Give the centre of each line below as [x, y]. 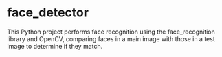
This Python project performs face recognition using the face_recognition [111, 32]
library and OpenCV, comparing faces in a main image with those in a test [111, 38]
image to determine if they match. [55, 46]
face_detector [48, 13]
